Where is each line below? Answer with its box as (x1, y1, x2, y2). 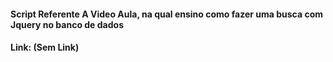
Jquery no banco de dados (10, 18, 124, 30)
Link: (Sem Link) (10, 41, 80, 54)
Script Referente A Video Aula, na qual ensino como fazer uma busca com (10, 8, 323, 20)
